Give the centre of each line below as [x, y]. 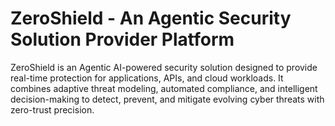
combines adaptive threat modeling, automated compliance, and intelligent [164, 88]
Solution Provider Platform [122, 39]
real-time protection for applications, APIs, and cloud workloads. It [147, 78]
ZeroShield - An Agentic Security [151, 18]
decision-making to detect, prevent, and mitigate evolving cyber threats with [167, 99]
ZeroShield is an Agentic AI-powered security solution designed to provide [164, 67]
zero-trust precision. [52, 109]
